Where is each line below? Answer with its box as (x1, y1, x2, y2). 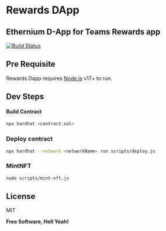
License (6, 191, 36, 202)
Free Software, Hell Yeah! (6, 218, 69, 225)
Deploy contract (6, 135, 53, 143)
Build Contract (6, 108, 42, 115)
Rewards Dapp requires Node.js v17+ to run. (6, 74, 112, 82)
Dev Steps (6, 92, 44, 102)
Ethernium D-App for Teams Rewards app (6, 27, 161, 37)
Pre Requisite (6, 59, 56, 69)
